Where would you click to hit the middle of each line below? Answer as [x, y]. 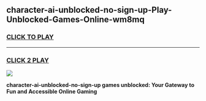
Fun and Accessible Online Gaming [52, 91]
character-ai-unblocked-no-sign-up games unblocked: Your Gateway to [101, 84]
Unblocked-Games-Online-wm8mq [76, 20]
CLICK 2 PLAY [28, 60]
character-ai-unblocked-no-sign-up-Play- [89, 10]
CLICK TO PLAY [30, 37]
